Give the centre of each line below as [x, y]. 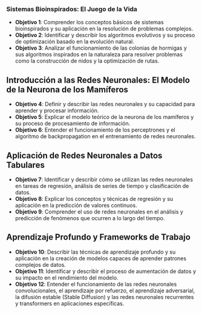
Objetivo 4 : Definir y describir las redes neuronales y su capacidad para [105, 104]
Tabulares [26, 165]
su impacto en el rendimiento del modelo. [67, 277]
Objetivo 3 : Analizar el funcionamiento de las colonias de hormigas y [101, 48]
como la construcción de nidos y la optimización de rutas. [87, 61]
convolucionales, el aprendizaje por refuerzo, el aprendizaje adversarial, [105, 291]
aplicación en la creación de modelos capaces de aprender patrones [100, 258]
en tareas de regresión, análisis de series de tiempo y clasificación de [102, 186]
